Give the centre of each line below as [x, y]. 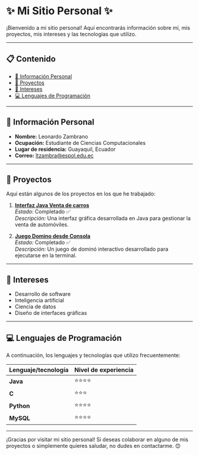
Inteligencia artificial [39, 301]
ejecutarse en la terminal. [46, 255]
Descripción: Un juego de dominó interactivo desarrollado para [92, 249]
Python [20, 406]
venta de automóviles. [42, 225]
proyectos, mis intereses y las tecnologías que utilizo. [71, 34]
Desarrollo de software [43, 294]
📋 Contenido [31, 59]
